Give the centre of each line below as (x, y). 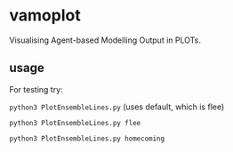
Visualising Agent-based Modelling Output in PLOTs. (105, 40)
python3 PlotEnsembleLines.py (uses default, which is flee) (117, 107)
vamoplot (45, 16)
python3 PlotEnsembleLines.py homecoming (87, 139)
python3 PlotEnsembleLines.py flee (75, 123)
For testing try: (36, 89)
